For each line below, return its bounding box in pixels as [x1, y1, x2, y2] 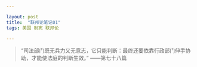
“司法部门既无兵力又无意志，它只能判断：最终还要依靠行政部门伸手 [20, 47, 186, 54]
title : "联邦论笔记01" [6, 19, 61, 25]
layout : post [6, 14, 39, 20]
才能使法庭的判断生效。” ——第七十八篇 [31, 55, 127, 62]
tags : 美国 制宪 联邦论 [6, 25, 59, 31]
